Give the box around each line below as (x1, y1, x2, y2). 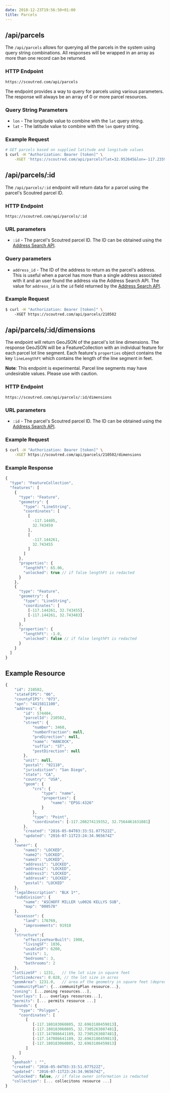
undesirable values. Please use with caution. (5, 371, 98, 377)
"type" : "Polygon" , (18, 1008, 60, 1013)
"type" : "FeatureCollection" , (10, 480, 73, 486)
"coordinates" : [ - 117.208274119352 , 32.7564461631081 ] (32, 819, 151, 824)
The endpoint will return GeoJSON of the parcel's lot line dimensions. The (5, 339, 159, 345)
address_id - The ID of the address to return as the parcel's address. (12, 267, 156, 273)
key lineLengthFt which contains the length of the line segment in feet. (5, 356, 153, 362)
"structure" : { (14, 932, 44, 937)
